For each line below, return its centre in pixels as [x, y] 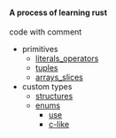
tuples [46, 68]
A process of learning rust [58, 12]
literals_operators [67, 58]
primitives [40, 50]
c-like [59, 125]
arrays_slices [59, 77]
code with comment [46, 32]
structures [54, 96]
